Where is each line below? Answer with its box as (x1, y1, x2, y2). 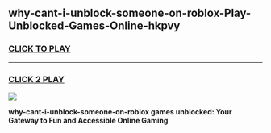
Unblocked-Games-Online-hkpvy (8, 19, 181, 33)
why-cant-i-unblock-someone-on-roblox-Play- (8, 6, 252, 20)
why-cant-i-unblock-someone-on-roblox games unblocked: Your (8, 106, 232, 116)
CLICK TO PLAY (8, 44, 71, 55)
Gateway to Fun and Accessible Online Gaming (8, 115, 169, 125)
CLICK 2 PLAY (8, 73, 65, 85)
